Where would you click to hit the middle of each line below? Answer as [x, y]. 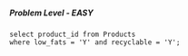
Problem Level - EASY [51, 13]
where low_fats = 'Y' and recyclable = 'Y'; [95, 42]
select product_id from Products [73, 34]
